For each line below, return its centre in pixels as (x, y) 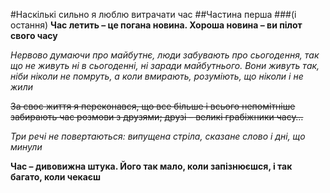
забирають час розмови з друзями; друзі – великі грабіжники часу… (157, 117)
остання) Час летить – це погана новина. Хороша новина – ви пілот (156, 25)
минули (26, 147)
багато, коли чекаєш (56, 177)
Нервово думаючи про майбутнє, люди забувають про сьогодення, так (165, 55)
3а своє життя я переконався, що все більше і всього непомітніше (153, 106)
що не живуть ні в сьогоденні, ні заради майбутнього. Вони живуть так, (165, 65)
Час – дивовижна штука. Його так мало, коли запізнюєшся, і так (151, 166)
